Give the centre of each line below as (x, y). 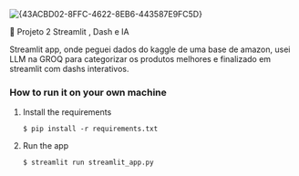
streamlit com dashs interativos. (69, 69)
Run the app (46, 146)
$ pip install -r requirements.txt (90, 129)
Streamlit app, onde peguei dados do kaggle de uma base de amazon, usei (150, 49)
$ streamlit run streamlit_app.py (88, 163)
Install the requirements (67, 112)
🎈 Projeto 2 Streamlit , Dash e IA (69, 31)
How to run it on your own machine (88, 92)
